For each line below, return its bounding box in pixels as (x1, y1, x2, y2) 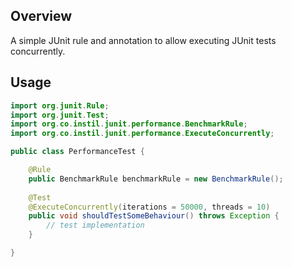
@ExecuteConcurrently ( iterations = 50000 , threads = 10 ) (28, 202, 271, 212)
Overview (10, 8, 73, 25)
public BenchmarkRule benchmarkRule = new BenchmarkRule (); (28, 174, 284, 184)
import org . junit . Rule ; (10, 100, 110, 111)
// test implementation (46, 220, 145, 231)
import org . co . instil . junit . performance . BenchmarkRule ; (10, 119, 248, 129)
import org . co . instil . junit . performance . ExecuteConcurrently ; (10, 129, 275, 139)
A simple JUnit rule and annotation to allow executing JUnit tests (10, 34, 277, 46)
